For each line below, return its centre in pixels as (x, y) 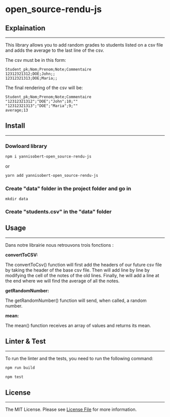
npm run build (20, 368)
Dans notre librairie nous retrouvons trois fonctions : (59, 245)
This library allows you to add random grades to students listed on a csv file (84, 45)
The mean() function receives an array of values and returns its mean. (78, 325)
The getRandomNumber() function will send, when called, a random (76, 300)
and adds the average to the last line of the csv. (55, 50)
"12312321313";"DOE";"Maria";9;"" (42, 106)
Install (15, 126)
